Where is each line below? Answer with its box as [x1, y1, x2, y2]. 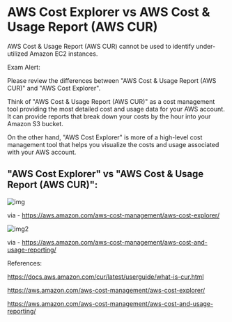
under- [196, 42, 216, 50]
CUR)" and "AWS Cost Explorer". [7, 84, 101, 92]
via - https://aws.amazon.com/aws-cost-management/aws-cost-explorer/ [7, 210, 220, 220]
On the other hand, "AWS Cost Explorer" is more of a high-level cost [7, 133, 203, 141]
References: [7, 259, 42, 267]
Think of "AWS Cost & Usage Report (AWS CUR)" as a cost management [7, 97, 215, 105]
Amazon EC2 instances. [29, 49, 98, 58]
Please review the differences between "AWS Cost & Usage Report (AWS [7, 76, 217, 84]
